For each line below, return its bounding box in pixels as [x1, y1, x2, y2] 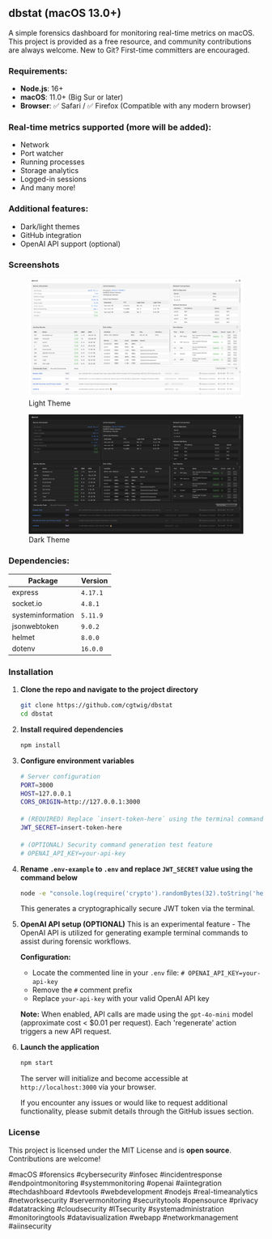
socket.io [11, 599, 43, 609]
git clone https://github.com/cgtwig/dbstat [19, 702, 173, 710]
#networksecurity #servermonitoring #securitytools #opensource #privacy [8, 1195, 259, 1205]
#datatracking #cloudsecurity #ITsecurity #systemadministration [8, 1203, 224, 1213]
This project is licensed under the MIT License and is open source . [8, 1145, 232, 1155]
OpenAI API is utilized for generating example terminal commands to [19, 928, 249, 938]
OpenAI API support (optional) [19, 239, 121, 248]
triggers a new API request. [19, 1027, 112, 1037]
